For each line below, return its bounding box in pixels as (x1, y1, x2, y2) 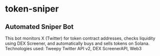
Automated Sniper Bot (5, 23, 74, 31)
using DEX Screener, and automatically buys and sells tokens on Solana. (5, 41, 150, 46)
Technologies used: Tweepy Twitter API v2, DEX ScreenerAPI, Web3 (5, 46, 142, 51)
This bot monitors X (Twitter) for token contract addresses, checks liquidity (5, 35, 156, 41)
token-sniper (5, 3, 59, 14)
